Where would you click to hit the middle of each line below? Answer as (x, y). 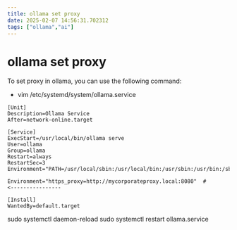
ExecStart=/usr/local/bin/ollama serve (66, 139)
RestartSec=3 (26, 163)
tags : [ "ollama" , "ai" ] (41, 27)
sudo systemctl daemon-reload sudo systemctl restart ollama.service (108, 219)
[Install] (22, 200)
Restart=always (30, 157)
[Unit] (17, 108)
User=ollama (25, 145)
